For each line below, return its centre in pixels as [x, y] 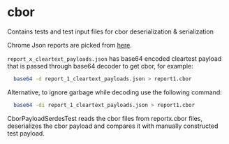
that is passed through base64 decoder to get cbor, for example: [100, 66]
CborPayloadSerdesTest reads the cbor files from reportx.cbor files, [105, 118]
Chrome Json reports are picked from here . [70, 45]
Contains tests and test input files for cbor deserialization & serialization [111, 31]
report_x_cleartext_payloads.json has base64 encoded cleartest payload [114, 58]
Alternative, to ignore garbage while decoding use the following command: [114, 92]
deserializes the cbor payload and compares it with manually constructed [113, 126]
